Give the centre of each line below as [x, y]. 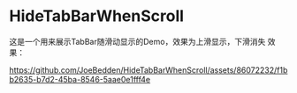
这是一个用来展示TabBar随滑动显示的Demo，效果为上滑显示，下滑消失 [137, 41]
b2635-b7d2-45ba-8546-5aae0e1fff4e [80, 79]
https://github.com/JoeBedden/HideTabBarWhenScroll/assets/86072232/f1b [148, 70]
